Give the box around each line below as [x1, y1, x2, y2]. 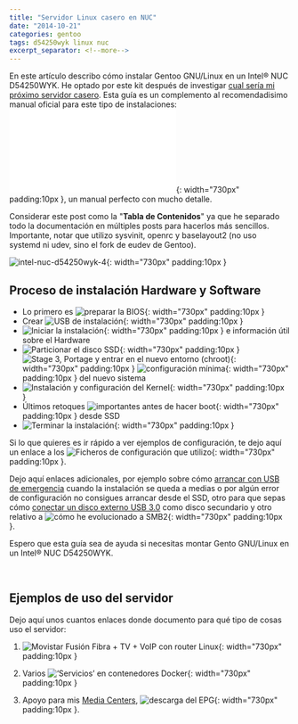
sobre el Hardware [21, 334, 91, 345]
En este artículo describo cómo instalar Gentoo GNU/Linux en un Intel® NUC [9, 70, 289, 81]
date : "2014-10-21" [9, 21, 82, 30]
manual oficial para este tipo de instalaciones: [9, 99, 178, 110]
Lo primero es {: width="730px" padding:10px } [21, 306, 265, 317]
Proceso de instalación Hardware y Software [9, 283, 262, 298]
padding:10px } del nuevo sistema [21, 372, 147, 383]
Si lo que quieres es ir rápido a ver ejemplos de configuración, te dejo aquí [9, 437, 282, 448]
